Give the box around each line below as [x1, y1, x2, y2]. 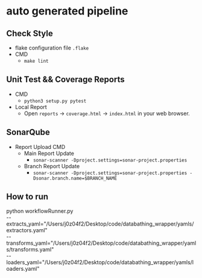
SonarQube [6, 127, 50, 137]
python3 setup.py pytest [24, 98, 87, 104]
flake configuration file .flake [14, 44, 89, 51]
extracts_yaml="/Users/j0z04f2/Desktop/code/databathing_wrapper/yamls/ [6, 220, 194, 227]
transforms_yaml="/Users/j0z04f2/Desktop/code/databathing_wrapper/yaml [6, 239, 197, 247]
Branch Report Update [24, 162, 80, 169]
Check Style [6, 28, 53, 39]
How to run [6, 192, 49, 202]
